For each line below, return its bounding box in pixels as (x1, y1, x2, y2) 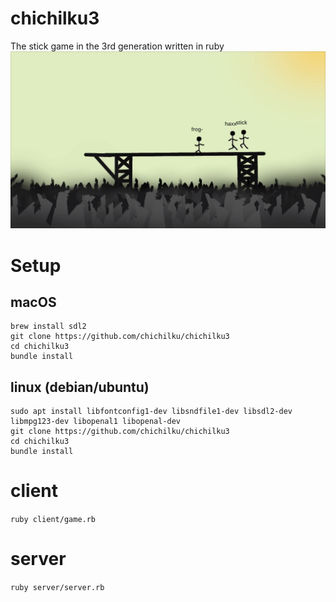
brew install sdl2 (10, 322, 87, 332)
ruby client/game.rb (10, 515, 97, 525)
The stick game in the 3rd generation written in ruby (10, 40, 225, 52)
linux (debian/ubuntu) (10, 378, 150, 396)
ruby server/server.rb (10, 583, 105, 593)
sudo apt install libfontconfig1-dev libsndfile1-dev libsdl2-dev (10, 407, 293, 417)
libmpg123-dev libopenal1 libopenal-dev (10, 417, 182, 427)
